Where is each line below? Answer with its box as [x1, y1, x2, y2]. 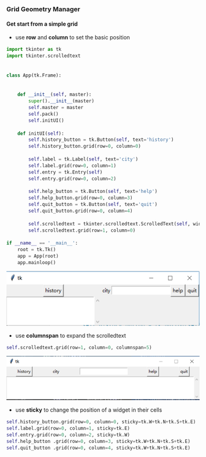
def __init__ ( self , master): [17, 91, 92, 98]
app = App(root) [17, 253, 59, 259]
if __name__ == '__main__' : [6, 240, 78, 246]
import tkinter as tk [6, 47, 62, 53]
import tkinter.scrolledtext [6, 53, 81, 59]
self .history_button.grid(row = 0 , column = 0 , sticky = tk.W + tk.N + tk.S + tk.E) [6, 419, 196, 425]
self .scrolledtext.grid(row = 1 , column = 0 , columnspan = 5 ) [6, 344, 152, 350]
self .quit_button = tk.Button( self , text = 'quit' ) [28, 202, 158, 208]
